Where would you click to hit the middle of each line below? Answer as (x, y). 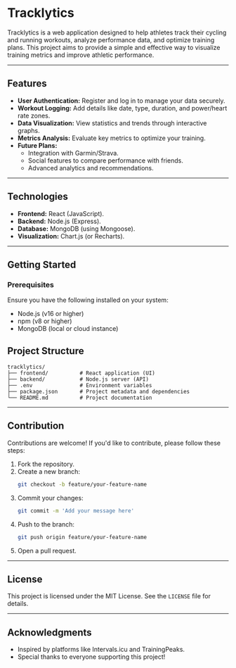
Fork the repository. (46, 464)
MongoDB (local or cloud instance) (68, 329)
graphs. (28, 130)
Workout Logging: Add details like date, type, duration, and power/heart (122, 108)
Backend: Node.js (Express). (59, 221)
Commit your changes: (50, 498)
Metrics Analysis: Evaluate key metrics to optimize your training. (111, 138)
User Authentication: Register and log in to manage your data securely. (122, 101)
